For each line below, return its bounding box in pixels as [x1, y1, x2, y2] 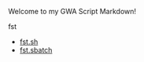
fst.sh [19, 37, 39, 46]
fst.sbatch [19, 46, 53, 54]
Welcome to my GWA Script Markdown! [8, 7, 136, 16]
